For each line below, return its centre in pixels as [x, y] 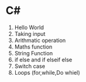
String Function [33, 53]
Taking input [30, 33]
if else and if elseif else [43, 60]
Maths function [33, 47]
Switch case [30, 66]
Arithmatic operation [40, 40]
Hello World [29, 27]
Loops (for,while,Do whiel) [47, 72]
